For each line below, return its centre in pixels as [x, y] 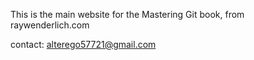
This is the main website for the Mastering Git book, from [127, 14]
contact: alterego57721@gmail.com [83, 44]
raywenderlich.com [50, 25]
